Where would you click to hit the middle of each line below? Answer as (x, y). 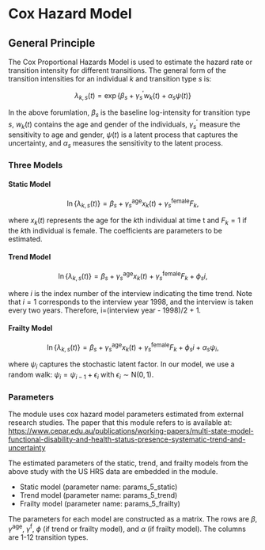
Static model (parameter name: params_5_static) (98, 487)
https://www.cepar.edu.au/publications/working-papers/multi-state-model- (131, 431)
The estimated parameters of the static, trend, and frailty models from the (128, 463)
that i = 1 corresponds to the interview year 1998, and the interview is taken (131, 302)
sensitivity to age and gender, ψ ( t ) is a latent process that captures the (123, 135)
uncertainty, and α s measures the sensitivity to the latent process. (115, 144)
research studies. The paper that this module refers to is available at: (120, 423)
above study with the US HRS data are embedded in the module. (113, 472)
